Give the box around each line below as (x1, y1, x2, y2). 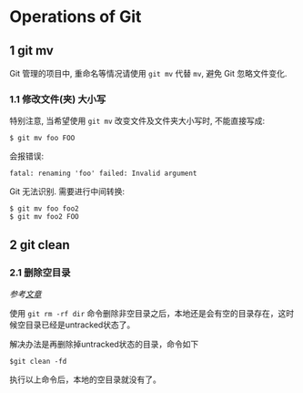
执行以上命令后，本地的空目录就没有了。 (9, 374, 161, 385)
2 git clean (9, 237, 70, 253)
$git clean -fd (9, 357, 67, 366)
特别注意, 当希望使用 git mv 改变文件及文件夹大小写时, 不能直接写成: (9, 116, 266, 127)
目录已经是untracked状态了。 (25, 319, 136, 330)
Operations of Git (9, 6, 142, 27)
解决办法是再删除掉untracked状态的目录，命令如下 (9, 338, 199, 349)
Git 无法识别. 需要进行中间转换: (9, 186, 126, 197)
